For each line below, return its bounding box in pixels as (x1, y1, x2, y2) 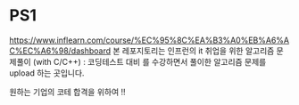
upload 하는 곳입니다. (9, 68, 85, 78)
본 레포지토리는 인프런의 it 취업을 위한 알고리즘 (112, 45, 275, 56)
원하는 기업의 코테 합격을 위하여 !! (9, 86, 127, 97)
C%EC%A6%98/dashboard (9, 45, 112, 56)
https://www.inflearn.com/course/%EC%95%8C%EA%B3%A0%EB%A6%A (9, 35, 290, 45)
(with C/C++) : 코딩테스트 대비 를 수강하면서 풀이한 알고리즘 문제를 (32, 56, 267, 67)
